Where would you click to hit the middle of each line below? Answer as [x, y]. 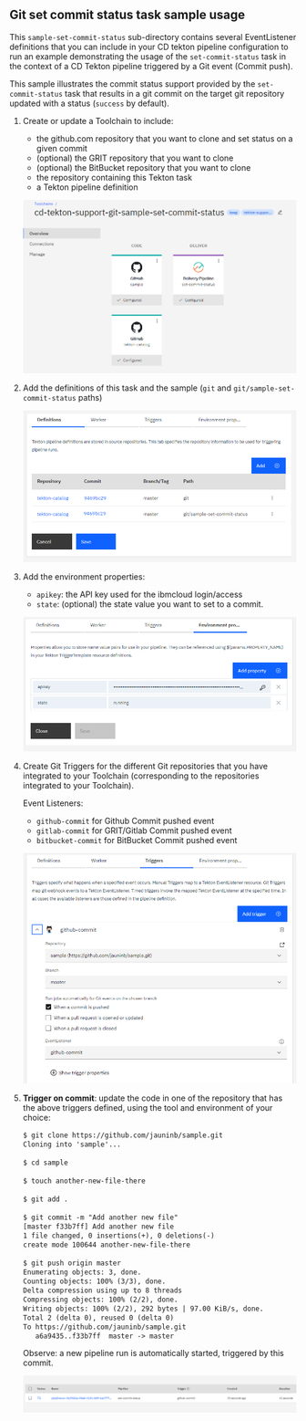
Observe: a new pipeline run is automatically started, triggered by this [153, 1353]
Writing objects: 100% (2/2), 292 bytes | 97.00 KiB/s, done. [143, 1309]
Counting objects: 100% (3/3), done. [94, 1281]
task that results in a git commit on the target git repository [175, 93]
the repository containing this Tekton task [114, 177]
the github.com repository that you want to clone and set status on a [164, 138]
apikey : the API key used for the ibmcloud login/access [139, 594]
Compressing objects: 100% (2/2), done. [100, 1300]
